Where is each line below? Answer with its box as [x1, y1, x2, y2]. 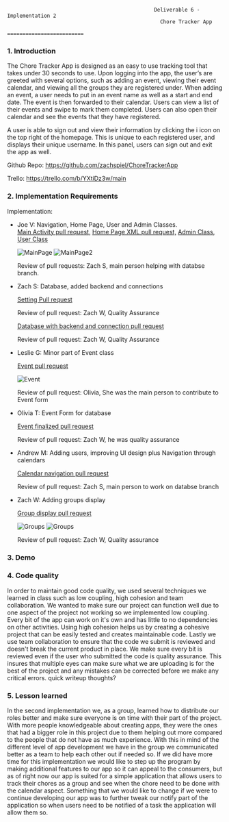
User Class [16, 235, 49, 243]
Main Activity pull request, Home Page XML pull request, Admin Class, [16, 227, 215, 236]
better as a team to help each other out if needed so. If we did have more [7, 750, 213, 758]
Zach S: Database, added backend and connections [16, 282, 163, 290]
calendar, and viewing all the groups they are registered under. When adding [7, 84, 223, 92]
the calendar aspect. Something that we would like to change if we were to [7, 786, 217, 795]
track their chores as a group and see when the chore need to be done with [7, 780, 220, 788]
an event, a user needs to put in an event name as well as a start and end [7, 91, 213, 99]
